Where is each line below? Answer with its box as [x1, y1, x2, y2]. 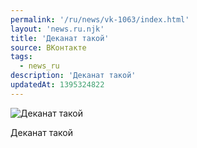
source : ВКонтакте [10, 42, 87, 53]
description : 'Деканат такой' [10, 71, 137, 81]
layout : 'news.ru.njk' [10, 24, 105, 34]
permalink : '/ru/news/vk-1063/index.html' [10, 14, 190, 25]
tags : [10, 52, 33, 62]
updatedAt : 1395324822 [10, 80, 105, 90]
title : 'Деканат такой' [10, 33, 110, 43]
